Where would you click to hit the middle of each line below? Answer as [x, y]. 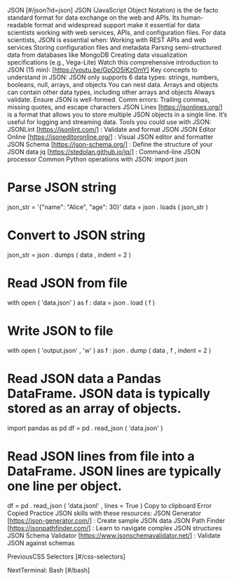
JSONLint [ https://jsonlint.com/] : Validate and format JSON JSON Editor [112, 129]
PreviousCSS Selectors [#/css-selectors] [67, 556]
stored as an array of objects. [95, 408]
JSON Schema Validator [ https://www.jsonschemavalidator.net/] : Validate [114, 535]
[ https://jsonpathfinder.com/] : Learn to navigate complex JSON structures [115, 528]
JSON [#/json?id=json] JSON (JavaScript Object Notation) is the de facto [113, 10]
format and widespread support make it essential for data [117, 25]
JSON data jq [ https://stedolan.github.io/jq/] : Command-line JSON [104, 152]
